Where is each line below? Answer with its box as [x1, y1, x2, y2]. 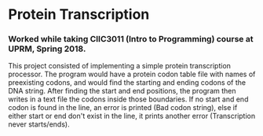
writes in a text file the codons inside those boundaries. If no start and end [8, 94, 249, 104]
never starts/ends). [8, 119, 70, 129]
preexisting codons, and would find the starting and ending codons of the [8, 78, 247, 87]
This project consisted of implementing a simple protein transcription [8, 61, 232, 71]
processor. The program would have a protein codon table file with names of [8, 69, 256, 79]
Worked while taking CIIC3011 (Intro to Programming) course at [8, 34, 254, 45]
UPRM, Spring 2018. [8, 43, 86, 54]
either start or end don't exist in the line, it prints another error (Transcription [8, 112, 256, 121]
